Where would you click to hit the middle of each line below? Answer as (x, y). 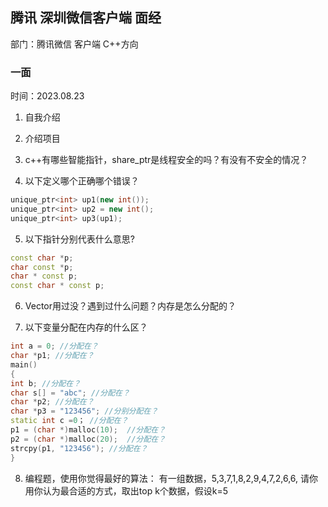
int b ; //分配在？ (46, 383)
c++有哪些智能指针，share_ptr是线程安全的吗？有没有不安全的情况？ (166, 160)
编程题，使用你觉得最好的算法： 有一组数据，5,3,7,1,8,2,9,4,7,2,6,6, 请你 (171, 478)
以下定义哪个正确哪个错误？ (82, 181)
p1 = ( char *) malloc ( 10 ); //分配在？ (88, 430)
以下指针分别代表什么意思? (79, 239)
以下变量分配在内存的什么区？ (86, 327)
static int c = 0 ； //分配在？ (69, 421)
